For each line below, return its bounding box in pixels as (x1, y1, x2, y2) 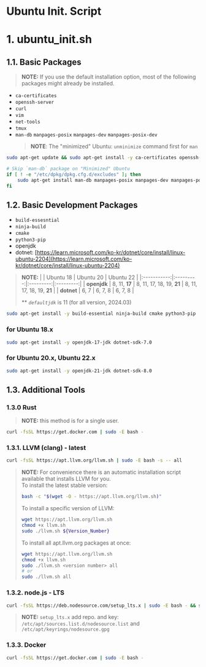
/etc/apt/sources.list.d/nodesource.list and (21, 620, 140, 628)
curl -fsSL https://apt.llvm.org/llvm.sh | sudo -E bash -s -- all (6, 457, 183, 464)
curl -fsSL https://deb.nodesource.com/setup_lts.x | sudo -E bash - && (6, 602, 196, 609)
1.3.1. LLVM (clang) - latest (6, 444, 86, 452)
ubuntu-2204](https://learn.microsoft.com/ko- (15, 255, 132, 262)
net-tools (15, 119, 41, 125)
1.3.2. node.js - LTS (6, 588, 65, 597)
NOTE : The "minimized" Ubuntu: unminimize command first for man (30, 143, 198, 150)
